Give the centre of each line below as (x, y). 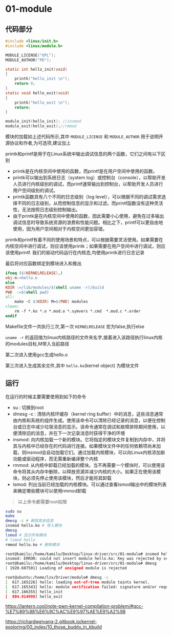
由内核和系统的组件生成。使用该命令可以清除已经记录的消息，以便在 (84, 420)
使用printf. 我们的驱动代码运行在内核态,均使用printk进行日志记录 (77, 252)
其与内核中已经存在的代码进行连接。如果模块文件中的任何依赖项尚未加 (87, 446)
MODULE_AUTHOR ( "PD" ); (28, 60)
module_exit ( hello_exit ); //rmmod (41, 126)
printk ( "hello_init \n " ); (42, 79)
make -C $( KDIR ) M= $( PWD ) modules (51, 302)
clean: (12, 306)
